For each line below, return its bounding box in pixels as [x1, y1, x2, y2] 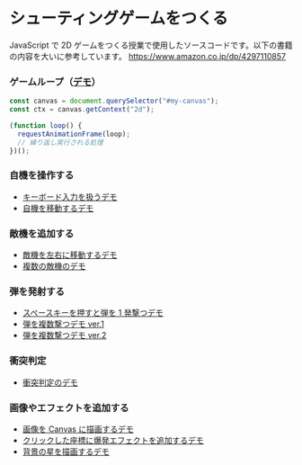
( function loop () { [9, 121, 83, 130]
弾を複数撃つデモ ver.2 [22, 330, 107, 341]
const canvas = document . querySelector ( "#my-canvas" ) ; [9, 96, 219, 106]
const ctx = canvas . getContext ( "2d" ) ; [9, 105, 155, 114]
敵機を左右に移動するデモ [22, 249, 118, 261]
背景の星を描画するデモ [22, 446, 110, 457]
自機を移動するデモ [22, 202, 94, 213]
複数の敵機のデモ [22, 261, 86, 272]
